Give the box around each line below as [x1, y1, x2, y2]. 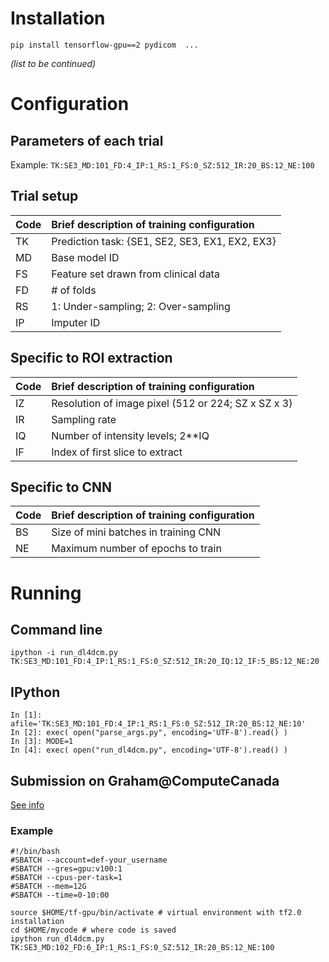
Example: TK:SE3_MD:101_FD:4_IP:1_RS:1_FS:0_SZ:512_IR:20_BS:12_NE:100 [10, 158, 315, 171]
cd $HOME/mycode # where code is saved [10, 925, 177, 936]
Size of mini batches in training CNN [51, 525, 222, 539]
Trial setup [10, 188, 79, 205]
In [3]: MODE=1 [10, 737, 74, 747]
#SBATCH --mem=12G [10, 882, 87, 892]
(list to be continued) [10, 57, 97, 69]
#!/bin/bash [10, 847, 60, 857]
